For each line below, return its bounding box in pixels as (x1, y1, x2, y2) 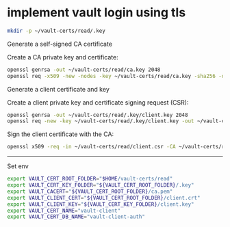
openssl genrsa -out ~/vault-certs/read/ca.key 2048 (7, 66, 161, 73)
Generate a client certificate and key (7, 85, 110, 93)
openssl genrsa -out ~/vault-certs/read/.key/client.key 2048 (7, 111, 188, 118)
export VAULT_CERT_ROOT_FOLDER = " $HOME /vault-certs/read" (7, 176, 173, 183)
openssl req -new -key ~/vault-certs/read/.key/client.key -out (7, 118, 194, 124)
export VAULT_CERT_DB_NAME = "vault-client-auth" (7, 213, 146, 220)
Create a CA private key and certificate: (7, 53, 118, 61)
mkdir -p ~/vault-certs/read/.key (7, 27, 106, 34)
